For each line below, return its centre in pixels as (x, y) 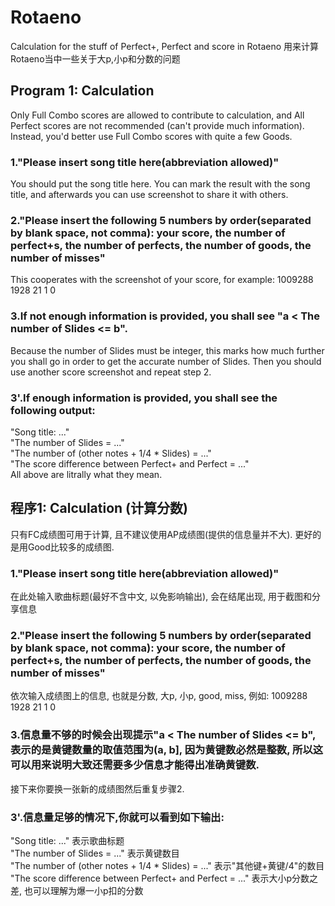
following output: (53, 410)
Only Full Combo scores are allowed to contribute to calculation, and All (157, 115)
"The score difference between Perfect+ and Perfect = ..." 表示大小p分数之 (164, 878)
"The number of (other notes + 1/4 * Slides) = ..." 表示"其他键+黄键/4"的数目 (167, 865)
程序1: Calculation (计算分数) (99, 508)
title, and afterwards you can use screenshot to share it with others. (149, 195)
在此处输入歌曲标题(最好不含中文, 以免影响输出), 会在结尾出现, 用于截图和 (161, 597)
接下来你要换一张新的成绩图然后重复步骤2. (97, 788)
